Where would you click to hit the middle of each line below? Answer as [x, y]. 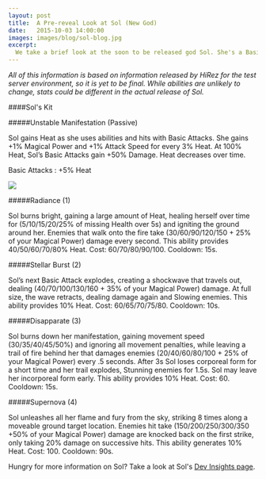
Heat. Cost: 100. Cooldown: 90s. [61, 451]
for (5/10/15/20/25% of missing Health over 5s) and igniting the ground [124, 224]
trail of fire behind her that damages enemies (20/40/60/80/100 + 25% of [128, 353]
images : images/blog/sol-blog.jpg [65, 38]
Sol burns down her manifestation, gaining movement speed [106, 336]
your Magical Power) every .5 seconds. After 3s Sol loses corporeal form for [133, 361]
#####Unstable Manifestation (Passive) [73, 123]
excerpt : [23, 45]
